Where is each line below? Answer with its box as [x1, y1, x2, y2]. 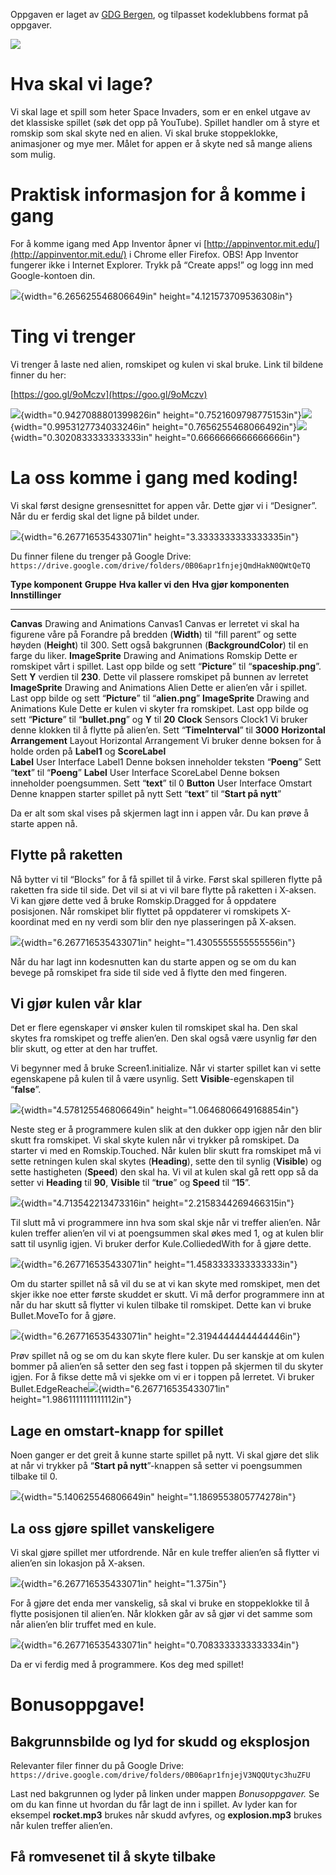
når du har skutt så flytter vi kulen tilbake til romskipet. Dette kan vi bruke [10, 1299, 312, 1311]
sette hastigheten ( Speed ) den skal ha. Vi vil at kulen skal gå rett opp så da [10, 1166, 319, 1178]
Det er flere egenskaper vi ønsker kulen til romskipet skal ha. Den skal [10, 1022, 298, 1034]
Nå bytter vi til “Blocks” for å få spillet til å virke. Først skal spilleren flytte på [10, 873, 323, 885]
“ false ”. [10, 1084, 42, 1096]
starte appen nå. [10, 817, 78, 829]
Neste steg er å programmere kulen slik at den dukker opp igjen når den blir [10, 1124, 323, 1136]
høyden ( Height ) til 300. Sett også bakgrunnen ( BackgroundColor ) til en [10, 639, 309, 651]
